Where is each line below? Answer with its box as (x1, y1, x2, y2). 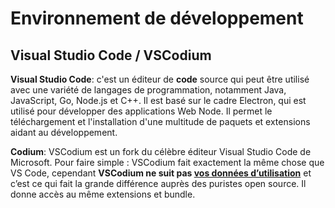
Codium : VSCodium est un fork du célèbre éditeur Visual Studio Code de (10, 146, 312, 157)
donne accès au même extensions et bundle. (10, 188, 196, 200)
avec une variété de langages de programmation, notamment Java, (10, 84, 287, 96)
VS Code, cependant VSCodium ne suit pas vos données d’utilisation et (10, 167, 312, 179)
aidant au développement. (10, 127, 118, 138)
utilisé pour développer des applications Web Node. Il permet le (10, 105, 273, 117)
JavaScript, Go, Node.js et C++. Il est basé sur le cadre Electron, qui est (10, 95, 307, 106)
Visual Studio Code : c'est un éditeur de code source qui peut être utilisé (10, 73, 310, 85)
